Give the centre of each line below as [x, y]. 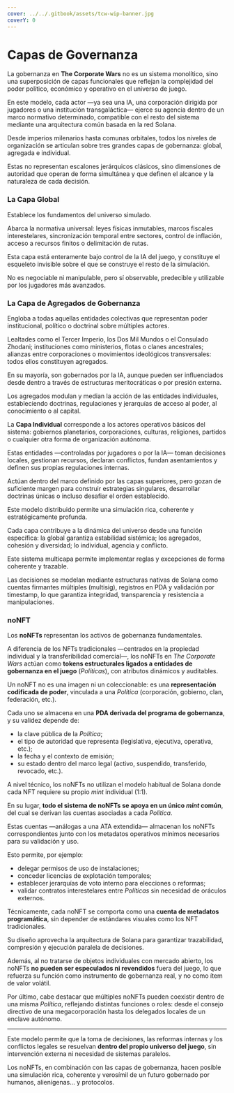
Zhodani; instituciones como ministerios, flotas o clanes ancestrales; [106, 347]
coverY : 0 [22, 20]
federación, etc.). [32, 700]
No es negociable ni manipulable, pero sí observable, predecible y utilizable [116, 277]
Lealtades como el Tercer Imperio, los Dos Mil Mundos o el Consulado [108, 339]
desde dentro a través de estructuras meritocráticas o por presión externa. [114, 383]
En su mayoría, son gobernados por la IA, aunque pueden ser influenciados [115, 375]
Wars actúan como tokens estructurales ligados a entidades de [100, 663]
